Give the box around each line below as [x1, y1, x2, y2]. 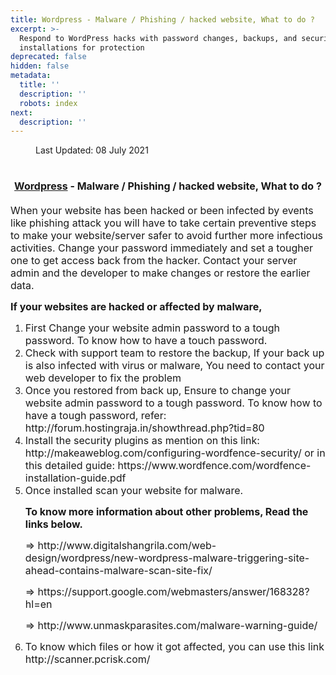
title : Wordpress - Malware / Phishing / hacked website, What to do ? [10, 14, 315, 25]
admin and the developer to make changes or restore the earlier [10, 266, 311, 280]
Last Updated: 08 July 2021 [35, 144, 149, 156]
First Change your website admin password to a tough [24, 321, 280, 335]
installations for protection [19, 42, 145, 53]
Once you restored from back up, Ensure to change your [24, 384, 291, 398]
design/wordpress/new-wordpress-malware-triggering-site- [24, 551, 310, 565]
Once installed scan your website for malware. [24, 484, 244, 498]
